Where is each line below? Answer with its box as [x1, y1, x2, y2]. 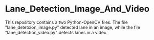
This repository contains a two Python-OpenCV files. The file [5, 19, 128, 25]
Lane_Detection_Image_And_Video [5, 3, 150, 14]
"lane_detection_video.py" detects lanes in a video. [5, 29, 108, 35]
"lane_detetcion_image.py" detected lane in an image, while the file [5, 24, 140, 30]
